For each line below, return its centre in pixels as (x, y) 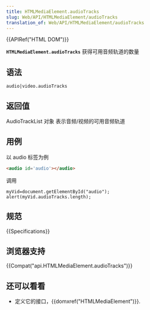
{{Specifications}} (28, 231)
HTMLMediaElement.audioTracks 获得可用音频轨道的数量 (73, 52)
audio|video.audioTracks (37, 87)
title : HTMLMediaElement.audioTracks (53, 12)
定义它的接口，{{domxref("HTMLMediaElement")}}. (78, 301)
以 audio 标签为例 (28, 157)
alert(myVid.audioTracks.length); (49, 197)
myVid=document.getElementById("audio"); (58, 191)
